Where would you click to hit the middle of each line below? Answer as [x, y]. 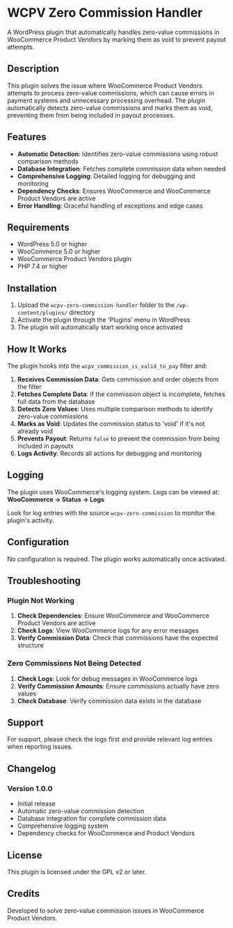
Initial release [36, 804]
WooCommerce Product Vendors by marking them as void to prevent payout [116, 39]
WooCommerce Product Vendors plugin [74, 259]
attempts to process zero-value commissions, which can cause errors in [111, 93]
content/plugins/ [42, 313]
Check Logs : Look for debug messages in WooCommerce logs [107, 678]
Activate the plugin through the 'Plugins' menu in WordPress [104, 320]
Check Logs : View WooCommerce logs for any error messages [108, 631]
